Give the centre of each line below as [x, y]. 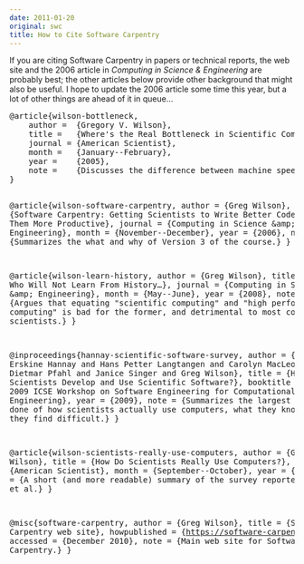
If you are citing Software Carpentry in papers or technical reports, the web [150, 61]
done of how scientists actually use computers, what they [143, 410]
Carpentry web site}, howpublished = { [98, 532]
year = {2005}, [69, 161]
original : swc [36, 26]
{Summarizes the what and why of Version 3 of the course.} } [150, 242]
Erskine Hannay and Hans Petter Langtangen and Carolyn [136, 365]
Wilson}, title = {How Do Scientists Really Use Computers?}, [150, 462]
